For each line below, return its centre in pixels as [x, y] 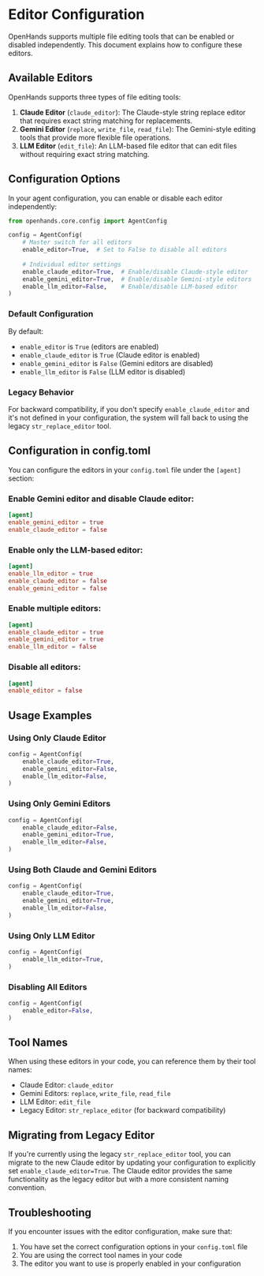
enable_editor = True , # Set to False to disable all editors [125, 250]
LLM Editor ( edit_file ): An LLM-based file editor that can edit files [128, 146]
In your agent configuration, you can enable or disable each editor [115, 198]
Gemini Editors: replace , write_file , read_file [95, 1094]
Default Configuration [51, 314]
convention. [28, 1188]
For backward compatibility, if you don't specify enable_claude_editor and [129, 409]
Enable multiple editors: [55, 608]
